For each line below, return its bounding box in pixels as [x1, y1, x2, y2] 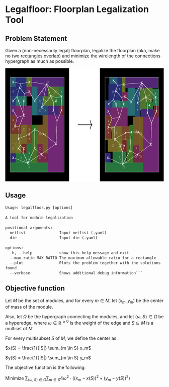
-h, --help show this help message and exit [10, 250, 129, 255]
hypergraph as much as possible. [5, 58, 74, 64]
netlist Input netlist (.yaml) [10, 230, 107, 235]
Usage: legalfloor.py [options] [5, 205, 73, 210]
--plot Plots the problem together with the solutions [10, 260, 161, 265]
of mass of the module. [5, 304, 53, 310]
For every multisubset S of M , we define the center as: [5, 335, 118, 341]
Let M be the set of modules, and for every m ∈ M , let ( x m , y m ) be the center [5, 298, 164, 305]
